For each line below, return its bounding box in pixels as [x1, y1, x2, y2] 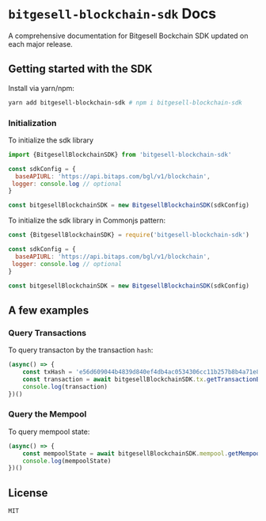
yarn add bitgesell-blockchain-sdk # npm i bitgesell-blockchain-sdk [8, 98, 243, 107]
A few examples [8, 303, 89, 317]
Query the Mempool [8, 409, 87, 420]
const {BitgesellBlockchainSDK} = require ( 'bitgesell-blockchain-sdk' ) [8, 231, 249, 239]
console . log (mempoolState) [22, 457, 112, 465]
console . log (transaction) [22, 382, 108, 390]
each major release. [8, 39, 73, 48]
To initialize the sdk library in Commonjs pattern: [8, 215, 166, 226]
